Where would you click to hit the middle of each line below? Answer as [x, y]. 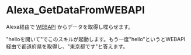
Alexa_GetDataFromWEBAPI [75, 10]
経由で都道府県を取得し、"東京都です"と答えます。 [67, 46]
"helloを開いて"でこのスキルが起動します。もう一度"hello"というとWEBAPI [96, 39]
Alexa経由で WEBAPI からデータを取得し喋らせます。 [70, 27]
